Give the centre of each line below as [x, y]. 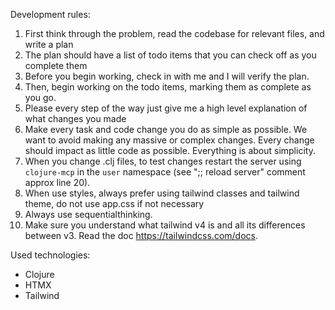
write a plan [49, 44]
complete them [56, 65]
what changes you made [75, 118]
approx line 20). [57, 182]
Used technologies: [50, 255]
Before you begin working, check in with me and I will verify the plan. [167, 76]
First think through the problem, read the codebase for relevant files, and [174, 33]
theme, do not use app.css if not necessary [114, 203]
